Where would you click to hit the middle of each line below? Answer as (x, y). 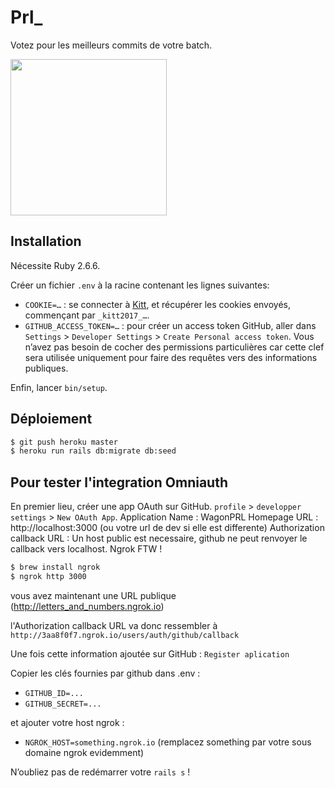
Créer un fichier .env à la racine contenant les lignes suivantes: (140, 285)
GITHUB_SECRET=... (63, 704)
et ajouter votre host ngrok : (67, 722)
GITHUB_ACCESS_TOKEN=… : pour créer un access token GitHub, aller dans (170, 325)
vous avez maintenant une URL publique (93, 595)
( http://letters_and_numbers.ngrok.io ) (87, 606)
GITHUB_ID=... (54, 693)
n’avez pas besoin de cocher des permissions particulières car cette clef (174, 347)
